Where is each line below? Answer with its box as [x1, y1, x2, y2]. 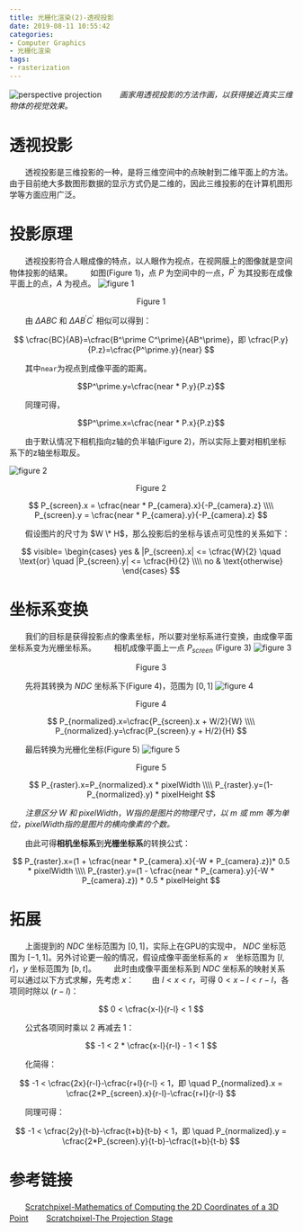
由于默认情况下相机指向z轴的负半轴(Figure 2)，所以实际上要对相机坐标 [24, 436, 287, 447]
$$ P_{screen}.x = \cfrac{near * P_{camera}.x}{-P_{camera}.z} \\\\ [28, 500, 274, 511]
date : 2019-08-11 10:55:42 [9, 22, 111, 31]
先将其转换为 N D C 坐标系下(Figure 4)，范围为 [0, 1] [24, 680, 214, 691]
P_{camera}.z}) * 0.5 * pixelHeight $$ [81, 874, 221, 886]
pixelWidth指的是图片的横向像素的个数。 [24, 818, 175, 829]
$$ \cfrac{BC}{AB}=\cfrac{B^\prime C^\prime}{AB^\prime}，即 [13, 335, 246, 345]
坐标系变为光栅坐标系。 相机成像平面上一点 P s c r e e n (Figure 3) [9, 642, 252, 655]
